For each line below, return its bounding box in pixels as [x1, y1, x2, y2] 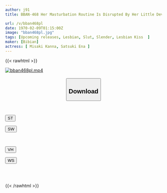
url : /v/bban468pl [5, 21, 43, 26]
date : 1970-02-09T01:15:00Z [5, 25, 64, 30]
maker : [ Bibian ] [5, 39, 39, 45]
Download [69, 88, 98, 95]
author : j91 [5, 7, 30, 12]
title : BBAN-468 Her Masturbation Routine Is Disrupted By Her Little [5, 12, 155, 17]
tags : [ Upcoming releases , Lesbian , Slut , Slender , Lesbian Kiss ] [5, 35, 150, 40]
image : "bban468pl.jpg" [5, 30, 55, 35]
